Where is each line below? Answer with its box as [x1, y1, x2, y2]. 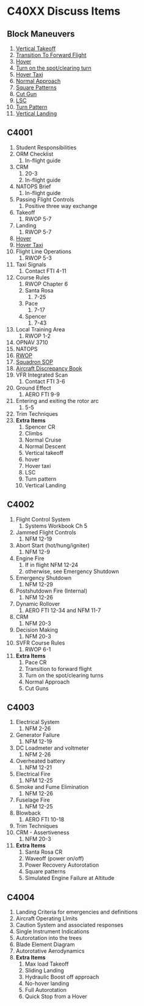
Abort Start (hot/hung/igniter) [15, 541, 90, 549]
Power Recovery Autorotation [24, 861, 99, 869]
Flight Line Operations [15, 248, 72, 255]
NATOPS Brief [15, 182, 51, 190]
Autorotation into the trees [15, 934, 82, 942]
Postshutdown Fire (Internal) [15, 587, 88, 594]
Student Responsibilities [15, 144, 77, 151]
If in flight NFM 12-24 [24, 561, 79, 568]
